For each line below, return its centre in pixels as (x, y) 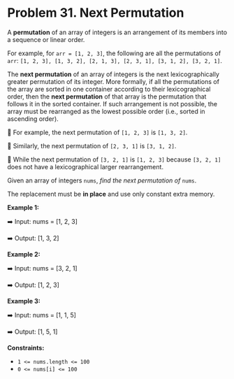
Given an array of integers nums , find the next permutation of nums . (102, 180)
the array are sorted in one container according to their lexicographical (109, 89)
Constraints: (26, 348)
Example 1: (23, 207)
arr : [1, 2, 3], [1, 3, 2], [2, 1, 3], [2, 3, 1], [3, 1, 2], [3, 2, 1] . (115, 60)
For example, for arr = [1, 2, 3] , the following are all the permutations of (114, 53)
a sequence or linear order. (46, 39)
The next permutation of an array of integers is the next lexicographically (114, 74)
